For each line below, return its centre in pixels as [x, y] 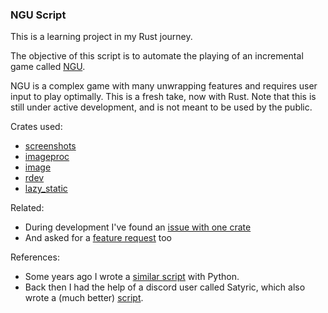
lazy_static [46, 189]
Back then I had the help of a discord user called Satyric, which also [165, 287]
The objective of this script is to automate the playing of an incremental [157, 56]
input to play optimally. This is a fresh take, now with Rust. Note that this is [163, 97]
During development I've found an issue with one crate [138, 227]
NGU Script [38, 15]
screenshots [50, 146]
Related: [27, 208]
